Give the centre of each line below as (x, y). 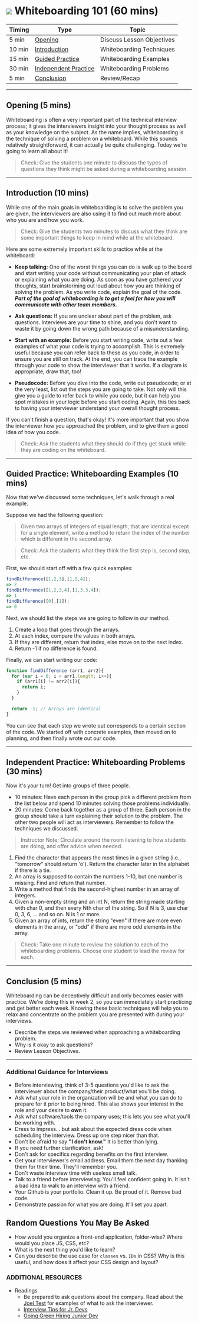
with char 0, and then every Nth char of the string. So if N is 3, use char (101, 908)
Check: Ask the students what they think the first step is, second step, (105, 551)
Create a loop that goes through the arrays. (67, 629)
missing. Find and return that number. (60, 883)
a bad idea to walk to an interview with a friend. (72, 1185)
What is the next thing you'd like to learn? (65, 1250)
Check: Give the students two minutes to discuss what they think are (104, 231)
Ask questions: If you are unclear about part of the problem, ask (93, 316)
